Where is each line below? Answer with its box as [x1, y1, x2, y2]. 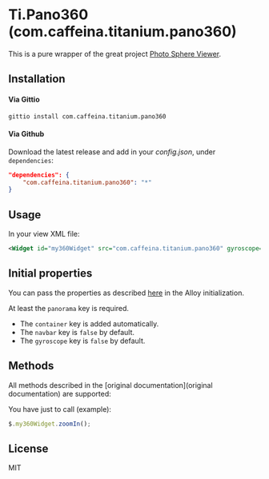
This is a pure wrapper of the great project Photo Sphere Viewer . [8, 49, 222, 58]
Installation [8, 72, 66, 86]
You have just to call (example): [8, 404, 112, 413]
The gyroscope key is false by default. [19, 336, 146, 345]
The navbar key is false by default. [19, 327, 134, 337]
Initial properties [8, 266, 93, 281]
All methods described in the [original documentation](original [8, 380, 214, 389]
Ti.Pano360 [8, 6, 89, 24]
